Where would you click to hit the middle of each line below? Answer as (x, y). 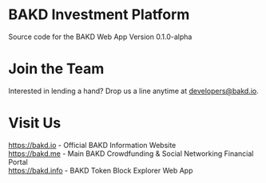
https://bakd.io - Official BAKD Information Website (92, 145)
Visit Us (35, 123)
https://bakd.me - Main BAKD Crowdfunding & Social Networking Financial (131, 154)
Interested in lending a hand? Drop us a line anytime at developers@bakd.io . (134, 91)
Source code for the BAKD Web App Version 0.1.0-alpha (100, 37)
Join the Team (56, 69)
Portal (18, 162)
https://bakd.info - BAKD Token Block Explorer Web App (101, 170)
